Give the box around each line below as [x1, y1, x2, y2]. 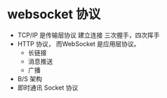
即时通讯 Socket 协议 [17, 83, 79, 92]
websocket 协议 [7, 6, 101, 22]
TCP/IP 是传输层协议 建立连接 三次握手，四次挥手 [17, 31, 160, 39]
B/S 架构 [17, 74, 42, 83]
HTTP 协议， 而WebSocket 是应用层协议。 [17, 39, 140, 48]
